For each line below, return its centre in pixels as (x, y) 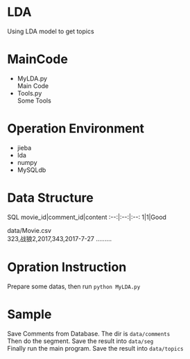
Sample (29, 314)
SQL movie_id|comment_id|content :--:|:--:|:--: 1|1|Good (87, 217)
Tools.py (29, 93)
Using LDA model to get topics (51, 31)
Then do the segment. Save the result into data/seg (80, 341)
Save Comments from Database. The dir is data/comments (89, 333)
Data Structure (50, 198)
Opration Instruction (67, 267)
